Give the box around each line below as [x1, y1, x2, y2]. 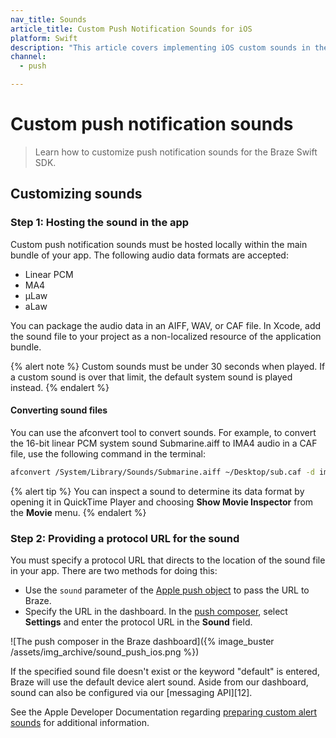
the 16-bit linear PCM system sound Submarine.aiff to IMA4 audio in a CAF [10, 437, 318, 449]
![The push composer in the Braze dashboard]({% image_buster [10, 636, 275, 647]
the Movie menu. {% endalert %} [10, 506, 147, 518]
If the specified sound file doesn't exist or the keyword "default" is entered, [10, 666, 320, 677]
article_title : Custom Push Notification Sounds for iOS [10, 24, 253, 34]
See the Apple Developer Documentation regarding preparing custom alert [10, 706, 318, 718]
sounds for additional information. [10, 717, 150, 728]
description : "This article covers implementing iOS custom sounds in [10, 42, 311, 53]
